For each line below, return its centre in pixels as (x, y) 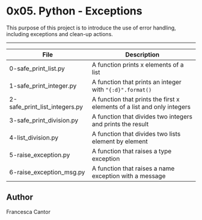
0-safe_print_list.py (37, 69)
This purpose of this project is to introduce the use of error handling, (91, 28)
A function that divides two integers (142, 117)
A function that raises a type (132, 151)
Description (142, 54)
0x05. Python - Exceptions (74, 11)
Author (20, 197)
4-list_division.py (34, 138)
